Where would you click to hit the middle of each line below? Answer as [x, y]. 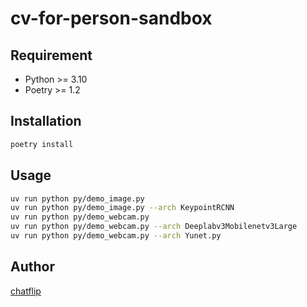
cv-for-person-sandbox [111, 18]
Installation [46, 121]
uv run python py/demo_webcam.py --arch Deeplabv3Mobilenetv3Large [154, 227]
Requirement [51, 55]
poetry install [42, 144]
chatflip [26, 291]
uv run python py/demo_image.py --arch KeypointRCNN [122, 208]
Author [32, 267]
